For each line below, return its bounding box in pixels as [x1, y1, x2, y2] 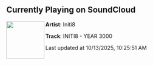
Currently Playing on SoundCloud [6, 5, 136, 15]
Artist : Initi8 [45, 20, 76, 28]
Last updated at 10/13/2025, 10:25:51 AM [45, 44, 147, 51]
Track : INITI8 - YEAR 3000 [45, 32, 113, 40]
